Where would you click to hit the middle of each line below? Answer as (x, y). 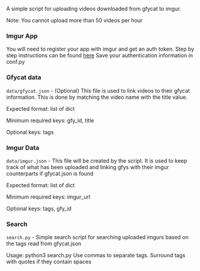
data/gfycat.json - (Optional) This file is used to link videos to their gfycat (98, 90)
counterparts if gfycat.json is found (50, 173)
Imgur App (22, 36)
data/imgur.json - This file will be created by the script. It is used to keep (97, 160)
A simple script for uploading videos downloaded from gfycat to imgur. (94, 9)
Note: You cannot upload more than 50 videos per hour (74, 20)
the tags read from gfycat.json (44, 244)
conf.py (16, 62)
